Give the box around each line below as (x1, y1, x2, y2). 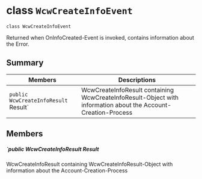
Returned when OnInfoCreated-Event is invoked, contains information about (6, 34, 194, 41)
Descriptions (118, 76, 156, 84)
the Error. (6, 40, 29, 47)
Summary (6, 58, 44, 68)
